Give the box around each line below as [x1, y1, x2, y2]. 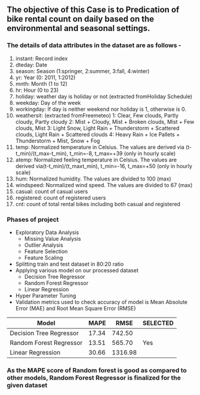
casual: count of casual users [15, 188, 88, 195]
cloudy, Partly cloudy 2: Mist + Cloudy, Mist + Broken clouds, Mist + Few [15, 118, 195, 125]
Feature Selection [24, 247, 68, 255]
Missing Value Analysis [24, 235, 81, 242]
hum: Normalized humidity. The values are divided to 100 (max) [15, 175, 172, 182]
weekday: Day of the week [15, 99, 81, 106]
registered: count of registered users [15, 194, 106, 201]
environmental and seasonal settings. [7, 23, 150, 33]
